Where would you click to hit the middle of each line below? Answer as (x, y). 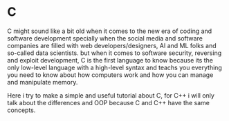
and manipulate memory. (43, 82)
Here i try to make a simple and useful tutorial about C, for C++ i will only (111, 95)
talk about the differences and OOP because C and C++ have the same (108, 102)
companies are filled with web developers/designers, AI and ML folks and (112, 45)
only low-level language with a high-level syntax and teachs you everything (115, 67)
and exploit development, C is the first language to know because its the (110, 60)
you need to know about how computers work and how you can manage (110, 75)
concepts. (21, 110)
